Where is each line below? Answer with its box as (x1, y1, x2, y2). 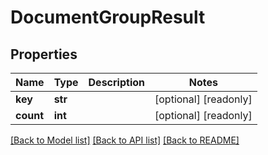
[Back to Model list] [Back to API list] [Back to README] (10, 134, 240, 146)
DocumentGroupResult (10, 6, 206, 29)
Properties (10, 46, 78, 63)
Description (88, 76, 145, 89)
